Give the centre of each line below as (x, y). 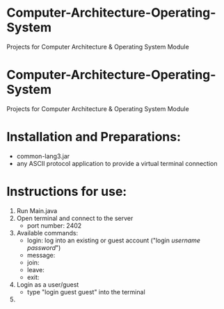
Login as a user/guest (48, 284)
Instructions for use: (67, 192)
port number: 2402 (54, 225)
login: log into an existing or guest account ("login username (114, 240)
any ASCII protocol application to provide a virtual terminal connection (117, 163)
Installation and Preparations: (94, 137)
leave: (35, 269)
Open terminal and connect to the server (75, 218)
